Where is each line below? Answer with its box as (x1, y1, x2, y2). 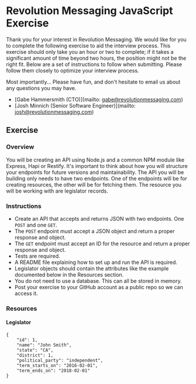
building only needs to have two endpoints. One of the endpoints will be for (6, 174, 187, 182)
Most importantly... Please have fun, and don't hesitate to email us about (6, 78, 181, 85)
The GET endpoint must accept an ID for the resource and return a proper (14, 240, 190, 247)
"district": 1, (16, 352, 54, 358)
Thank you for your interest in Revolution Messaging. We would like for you (6, 36, 187, 43)
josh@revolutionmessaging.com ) (14, 108, 94, 115)
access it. (14, 290, 38, 297)
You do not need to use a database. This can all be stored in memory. (14, 277, 183, 284)
